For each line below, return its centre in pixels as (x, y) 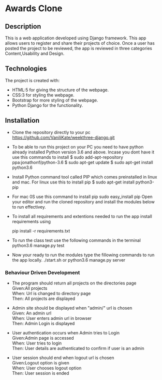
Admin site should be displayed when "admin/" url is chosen (72, 308)
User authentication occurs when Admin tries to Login (66, 332)
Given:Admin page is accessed (43, 338)
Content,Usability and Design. (35, 53)
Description (23, 26)
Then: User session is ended (40, 373)
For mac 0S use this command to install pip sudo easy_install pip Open (82, 197)
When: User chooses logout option (47, 368)
